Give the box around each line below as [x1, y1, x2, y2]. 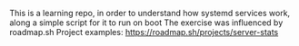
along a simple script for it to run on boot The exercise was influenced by [9, 17, 284, 28]
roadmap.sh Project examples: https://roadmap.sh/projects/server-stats [9, 27, 279, 37]
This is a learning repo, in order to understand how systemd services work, [9, 8, 291, 18]
